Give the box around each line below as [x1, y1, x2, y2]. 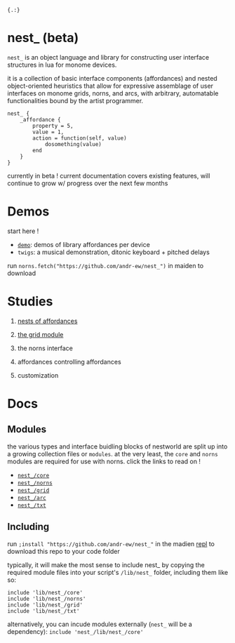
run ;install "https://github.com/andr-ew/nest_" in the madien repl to [7, 539, 215, 548]
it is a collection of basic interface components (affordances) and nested [7, 74, 217, 82]
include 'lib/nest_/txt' [7, 607, 80, 614]
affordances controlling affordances [17, 357, 121, 366]
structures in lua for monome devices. [7, 60, 117, 69]
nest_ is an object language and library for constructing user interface [7, 53, 210, 61]
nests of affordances [17, 317, 78, 325]
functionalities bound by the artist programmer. [7, 96, 144, 105]
